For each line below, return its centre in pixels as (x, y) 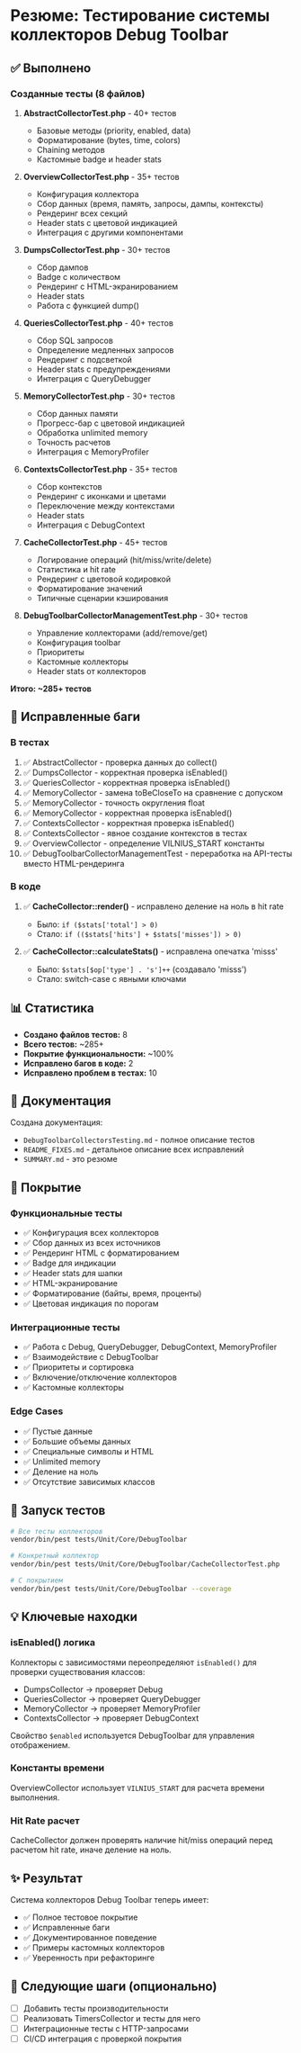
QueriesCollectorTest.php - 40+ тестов (98, 323)
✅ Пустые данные (58, 1431)
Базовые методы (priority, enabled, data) (114, 131)
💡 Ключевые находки (74, 1617)
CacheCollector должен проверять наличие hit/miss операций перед (142, 1841)
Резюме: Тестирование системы (140, 16)
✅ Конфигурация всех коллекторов (91, 1233)
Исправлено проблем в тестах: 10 (90, 1073)
